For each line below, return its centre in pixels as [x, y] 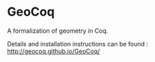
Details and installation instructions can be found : [78, 44]
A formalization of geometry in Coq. [58, 31]
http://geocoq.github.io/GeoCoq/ [54, 51]
